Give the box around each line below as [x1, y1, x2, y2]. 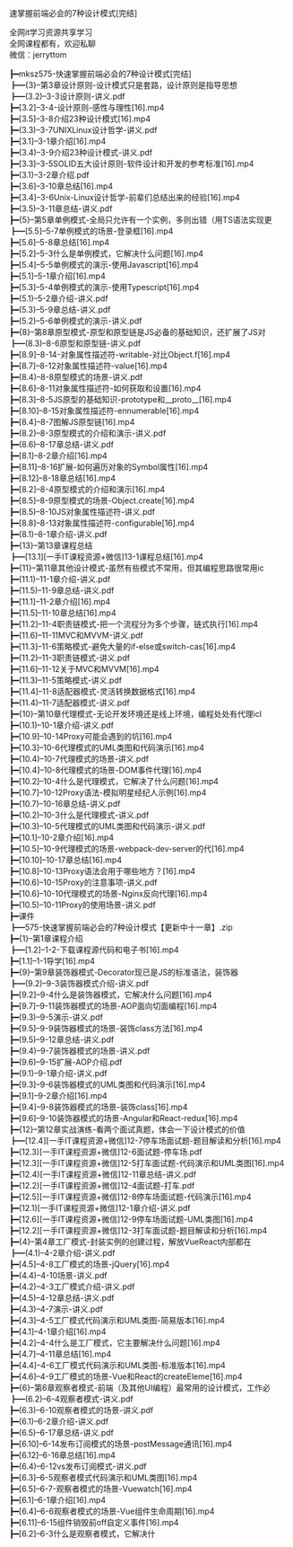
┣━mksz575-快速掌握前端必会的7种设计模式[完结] [9, 68, 192, 79]
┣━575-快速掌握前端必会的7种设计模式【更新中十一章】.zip [9, 922, 233, 933]
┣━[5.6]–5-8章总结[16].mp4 [9, 237, 110, 247]
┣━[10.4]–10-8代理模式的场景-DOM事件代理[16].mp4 [9, 765, 203, 775]
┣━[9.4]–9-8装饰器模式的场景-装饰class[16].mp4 [9, 1101, 188, 1112]
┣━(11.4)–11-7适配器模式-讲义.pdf [9, 697, 130, 708]
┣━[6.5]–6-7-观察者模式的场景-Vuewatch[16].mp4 [9, 1483, 193, 1494]
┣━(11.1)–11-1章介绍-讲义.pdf [9, 574, 111, 584]
